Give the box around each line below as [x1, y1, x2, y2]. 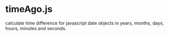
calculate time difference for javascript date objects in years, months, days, [5, 20, 164, 26]
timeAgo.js [5, 3, 53, 15]
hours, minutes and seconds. [5, 25, 67, 31]
